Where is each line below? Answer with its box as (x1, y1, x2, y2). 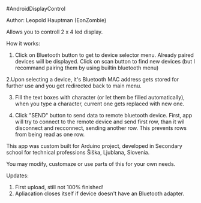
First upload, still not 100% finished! (14, 184, 104, 190)
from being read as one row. (14, 131, 85, 138)
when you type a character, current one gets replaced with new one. (14, 100, 185, 107)
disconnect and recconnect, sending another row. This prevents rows (14, 125, 187, 131)
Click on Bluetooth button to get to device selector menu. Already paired (14, 51, 194, 59)
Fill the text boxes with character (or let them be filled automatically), (14, 94, 185, 101)
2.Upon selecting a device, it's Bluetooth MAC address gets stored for (6, 76, 179, 83)
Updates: (6, 172, 29, 179)
